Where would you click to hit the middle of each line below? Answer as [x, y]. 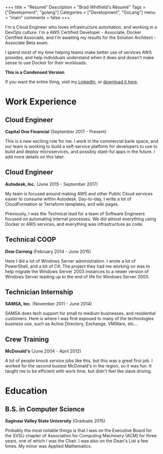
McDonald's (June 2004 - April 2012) [43, 351]
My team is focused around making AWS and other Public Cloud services [79, 193]
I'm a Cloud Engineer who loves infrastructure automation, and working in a [81, 27]
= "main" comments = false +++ [37, 17]
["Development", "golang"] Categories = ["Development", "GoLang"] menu [80, 12]
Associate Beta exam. [27, 43]
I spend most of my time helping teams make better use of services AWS [79, 52]
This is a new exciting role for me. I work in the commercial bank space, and [82, 141]
